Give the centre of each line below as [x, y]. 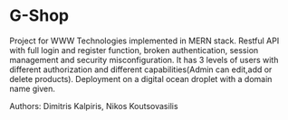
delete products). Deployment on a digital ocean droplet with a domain [141, 78]
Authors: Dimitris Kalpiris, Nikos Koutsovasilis [94, 106]
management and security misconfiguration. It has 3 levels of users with [144, 60]
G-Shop [39, 16]
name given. [33, 88]
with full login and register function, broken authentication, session [134, 50]
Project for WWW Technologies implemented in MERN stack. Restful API [144, 41]
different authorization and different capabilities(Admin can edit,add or [141, 69]
